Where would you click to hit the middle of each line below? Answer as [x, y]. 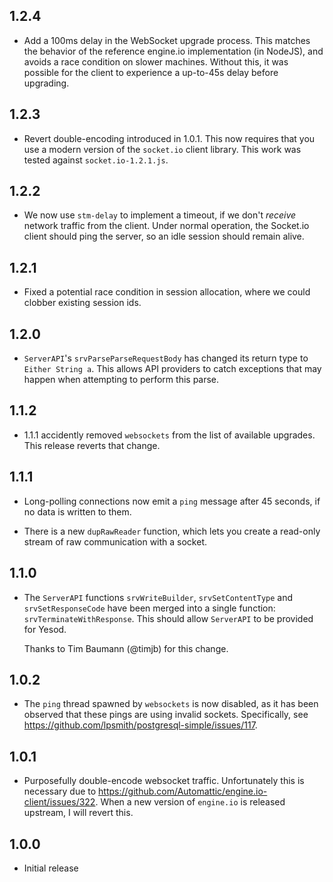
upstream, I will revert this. [78, 813]
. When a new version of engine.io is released [190, 802]
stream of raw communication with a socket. [115, 541]
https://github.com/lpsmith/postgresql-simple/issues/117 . [140, 725]
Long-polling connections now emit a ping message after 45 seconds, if [172, 501]
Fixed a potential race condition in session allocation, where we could [167, 292]
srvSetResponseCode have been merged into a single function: [149, 608]
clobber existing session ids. [82, 303]
